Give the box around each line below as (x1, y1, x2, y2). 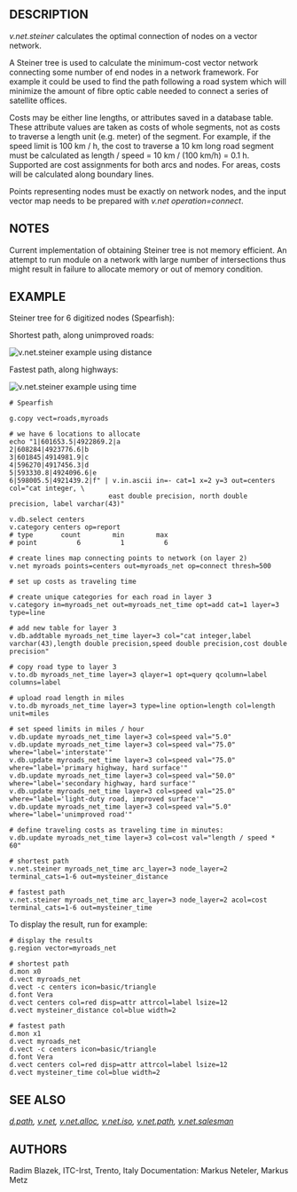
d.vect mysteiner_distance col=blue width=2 (9, 1006, 176, 1015)
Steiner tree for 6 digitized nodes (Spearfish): (9, 312, 176, 323)
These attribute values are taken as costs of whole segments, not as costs (9, 122, 281, 132)
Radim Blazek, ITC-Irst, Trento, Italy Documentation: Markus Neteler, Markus (9, 1165, 289, 1176)
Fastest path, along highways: (9, 364, 119, 375)
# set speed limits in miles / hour (9, 725, 145, 734)
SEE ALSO (9, 1092, 66, 1108)
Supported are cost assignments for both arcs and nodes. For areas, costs (9, 159, 281, 170)
